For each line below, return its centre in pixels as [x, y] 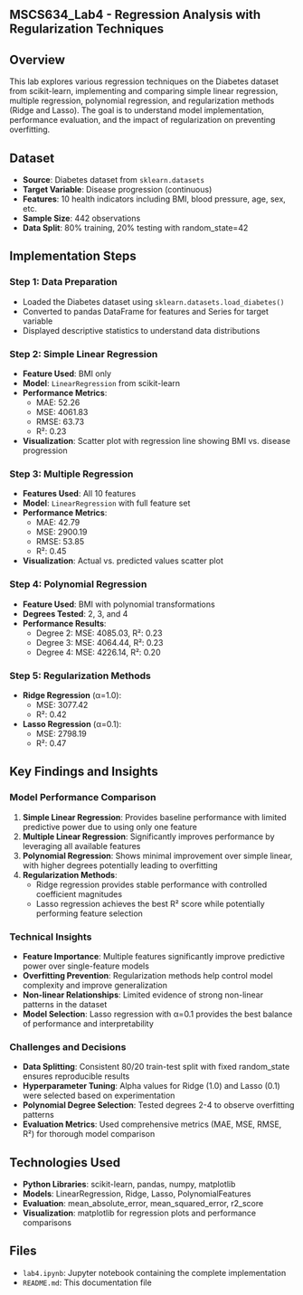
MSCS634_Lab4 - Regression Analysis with [135, 15]
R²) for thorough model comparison [89, 1134]
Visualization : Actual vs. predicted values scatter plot [123, 561]
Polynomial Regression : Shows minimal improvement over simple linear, [157, 855]
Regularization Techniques [87, 29]
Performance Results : [64, 623]
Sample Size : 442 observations [81, 218]
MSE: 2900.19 [62, 532]
